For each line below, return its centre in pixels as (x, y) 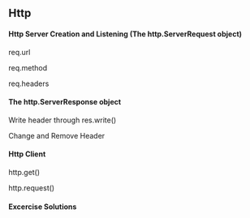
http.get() (24, 172)
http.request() (32, 188)
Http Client (27, 154)
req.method (28, 67)
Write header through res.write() (62, 120)
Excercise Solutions (43, 207)
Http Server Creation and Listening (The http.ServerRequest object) (125, 34)
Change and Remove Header (57, 135)
